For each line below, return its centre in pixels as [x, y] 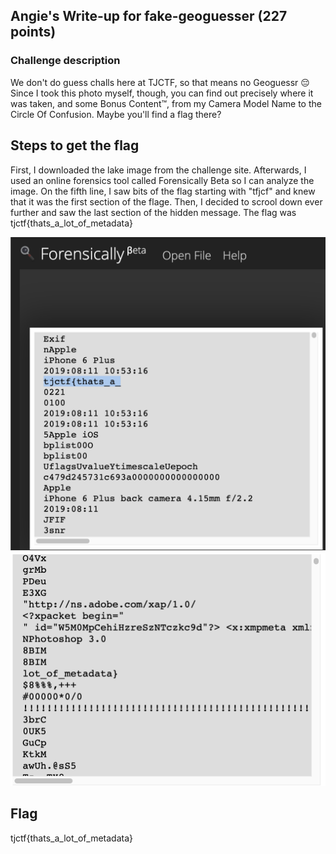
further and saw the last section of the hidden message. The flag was [153, 212]
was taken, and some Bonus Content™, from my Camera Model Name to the [166, 103]
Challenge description [65, 61]
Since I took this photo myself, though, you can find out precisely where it [162, 93]
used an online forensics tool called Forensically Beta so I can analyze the [162, 180]
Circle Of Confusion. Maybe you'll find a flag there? [116, 114]
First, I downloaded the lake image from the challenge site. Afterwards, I [158, 170]
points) [33, 32]
